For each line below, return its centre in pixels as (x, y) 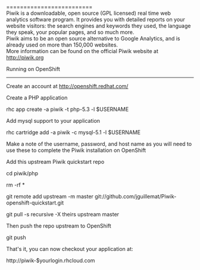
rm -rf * (15, 185)
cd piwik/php (22, 173)
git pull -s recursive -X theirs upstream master (63, 214)
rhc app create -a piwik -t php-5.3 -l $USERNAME (68, 109)
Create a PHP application (37, 98)
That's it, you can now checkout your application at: (70, 249)
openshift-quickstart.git (35, 203)
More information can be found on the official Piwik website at (82, 51)
